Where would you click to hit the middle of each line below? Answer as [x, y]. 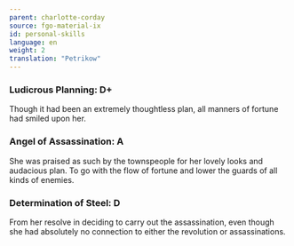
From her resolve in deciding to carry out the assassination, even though [142, 222]
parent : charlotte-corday [57, 17]
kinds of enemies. [42, 179]
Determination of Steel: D [65, 202]
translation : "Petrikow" [55, 59]
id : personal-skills [48, 34]
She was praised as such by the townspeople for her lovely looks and [136, 161]
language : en [33, 42]
